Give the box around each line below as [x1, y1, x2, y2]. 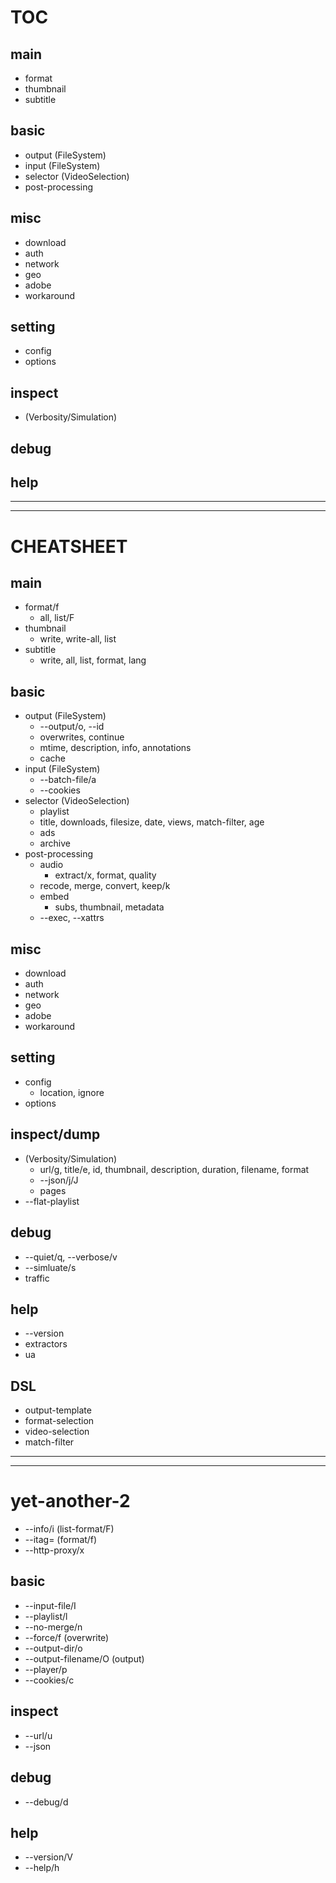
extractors [24, 1338, 68, 1350]
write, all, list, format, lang [39, 654, 147, 666]
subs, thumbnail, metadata [54, 901, 165, 913]
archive [39, 837, 71, 850]
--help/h [24, 1862, 60, 1874]
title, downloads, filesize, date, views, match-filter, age [39, 816, 265, 828]
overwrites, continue [39, 731, 125, 743]
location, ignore [39, 1086, 105, 1098]
